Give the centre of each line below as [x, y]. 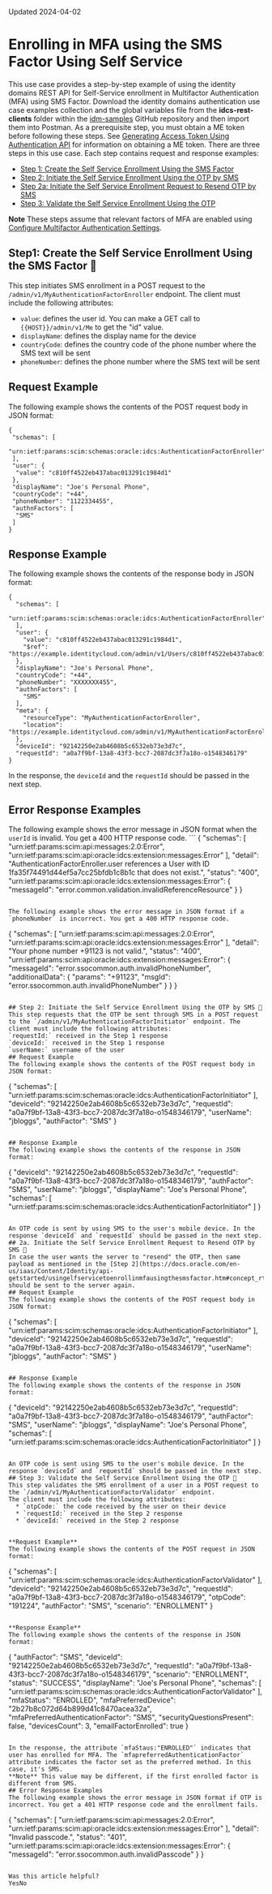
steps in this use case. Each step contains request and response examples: [134, 153]
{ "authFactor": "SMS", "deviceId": [66, 1657]
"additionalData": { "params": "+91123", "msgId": [90, 977]
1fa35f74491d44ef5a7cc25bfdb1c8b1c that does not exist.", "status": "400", [134, 872]
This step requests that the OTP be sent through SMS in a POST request [134, 1015]
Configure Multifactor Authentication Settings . [85, 227]
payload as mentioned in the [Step [68, 1264]
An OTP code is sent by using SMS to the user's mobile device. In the [132, 1229]
